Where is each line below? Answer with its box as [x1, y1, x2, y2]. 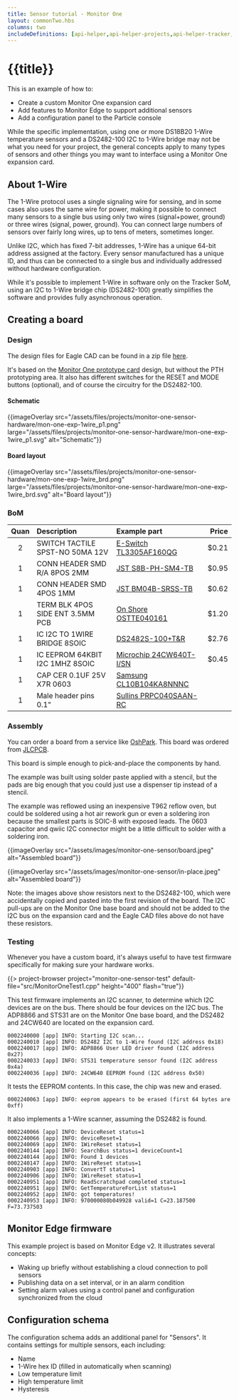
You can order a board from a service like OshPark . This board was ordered [7, 737, 229, 746]
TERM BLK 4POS [36, 600, 94, 610]
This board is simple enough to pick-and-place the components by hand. [7, 759, 221, 767]
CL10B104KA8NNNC [116, 679, 190, 689]
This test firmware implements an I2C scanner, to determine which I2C [7, 996, 215, 1004]
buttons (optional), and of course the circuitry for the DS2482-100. [7, 380, 203, 389]
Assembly [7, 721, 43, 731]
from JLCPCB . [7, 745, 49, 753]
